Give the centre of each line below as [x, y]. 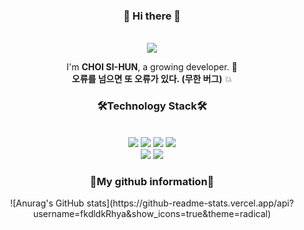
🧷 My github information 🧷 [152, 181]
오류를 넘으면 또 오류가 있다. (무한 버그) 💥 [152, 79]
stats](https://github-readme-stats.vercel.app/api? [190, 203]
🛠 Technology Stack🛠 [152, 106]
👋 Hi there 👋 [152, 16]
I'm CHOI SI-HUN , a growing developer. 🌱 [152, 67]
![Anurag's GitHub [47, 203]
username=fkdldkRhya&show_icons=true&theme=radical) [152, 213]
